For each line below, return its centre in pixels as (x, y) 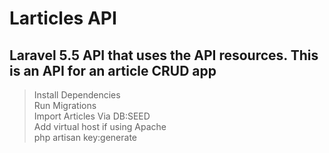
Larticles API (63, 18)
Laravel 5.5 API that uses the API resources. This (164, 55)
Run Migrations (65, 105)
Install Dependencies (77, 95)
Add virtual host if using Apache (100, 126)
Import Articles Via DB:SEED (92, 116)
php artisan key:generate (85, 137)
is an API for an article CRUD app (113, 70)
